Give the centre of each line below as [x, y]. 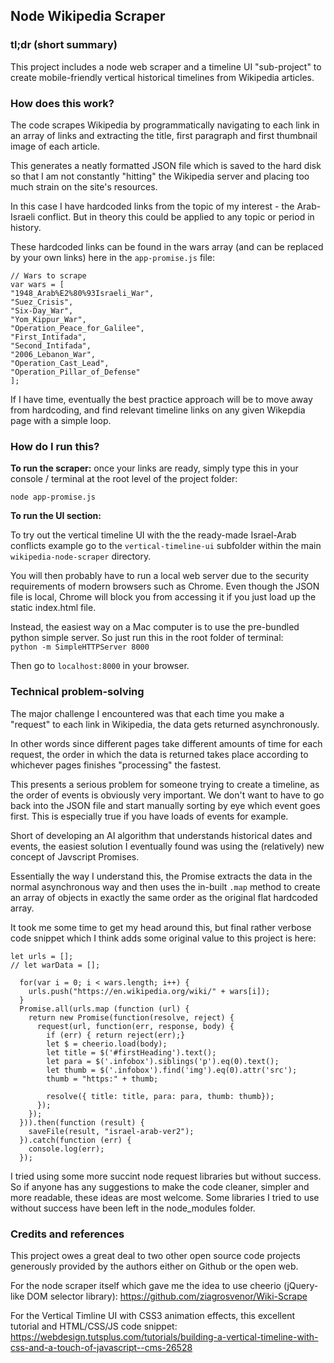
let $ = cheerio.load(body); [107, 1044]
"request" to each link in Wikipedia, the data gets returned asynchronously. [165, 724]
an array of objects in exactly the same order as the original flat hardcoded [164, 897]
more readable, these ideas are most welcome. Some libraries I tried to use [165, 1197]
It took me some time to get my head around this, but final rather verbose [161, 927]
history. [26, 227]
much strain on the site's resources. [84, 186]
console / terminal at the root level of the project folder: [124, 479]
